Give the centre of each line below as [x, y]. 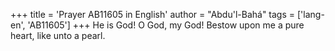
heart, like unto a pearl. [58, 35]
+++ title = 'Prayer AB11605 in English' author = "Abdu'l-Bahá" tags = [153, 14]
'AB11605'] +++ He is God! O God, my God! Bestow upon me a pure [166, 25]
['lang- [310, 14]
